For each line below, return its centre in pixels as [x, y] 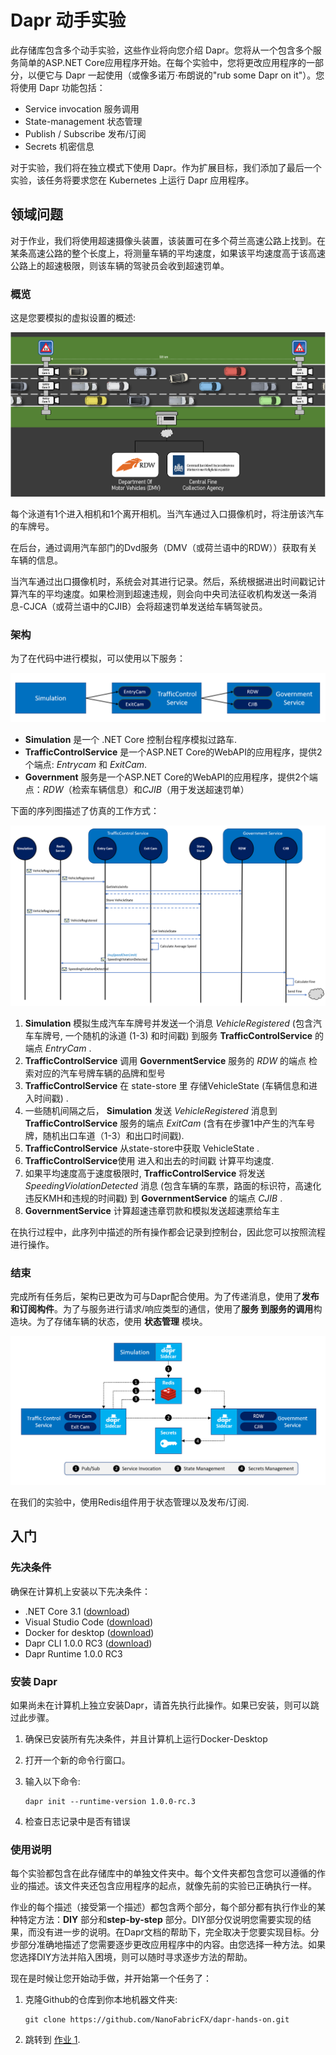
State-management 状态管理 [83, 121]
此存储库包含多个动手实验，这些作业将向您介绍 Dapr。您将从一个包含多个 [161, 50]
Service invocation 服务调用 [82, 108]
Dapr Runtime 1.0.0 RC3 [73, 1653]
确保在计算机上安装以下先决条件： [80, 1591]
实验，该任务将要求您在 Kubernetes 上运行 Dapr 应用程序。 [132, 180]
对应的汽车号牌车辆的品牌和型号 [99, 1073]
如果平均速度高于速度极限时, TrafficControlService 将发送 [145, 1173]
